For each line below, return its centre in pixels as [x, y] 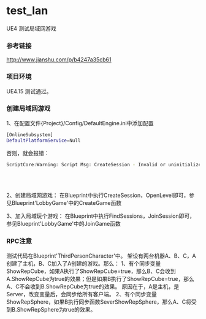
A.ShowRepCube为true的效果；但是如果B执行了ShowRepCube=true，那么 [100, 279]
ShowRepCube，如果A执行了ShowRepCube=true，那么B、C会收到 [91, 271]
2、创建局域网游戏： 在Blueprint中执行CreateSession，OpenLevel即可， [98, 195]
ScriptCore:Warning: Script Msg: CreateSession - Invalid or [86, 164]
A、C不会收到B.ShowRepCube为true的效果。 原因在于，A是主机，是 [93, 286]
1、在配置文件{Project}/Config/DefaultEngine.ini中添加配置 [80, 123]
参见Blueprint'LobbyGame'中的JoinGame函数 [63, 224]
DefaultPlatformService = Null [44, 140]
